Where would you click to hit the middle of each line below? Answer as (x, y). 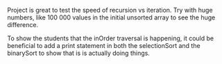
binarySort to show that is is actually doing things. (79, 53)
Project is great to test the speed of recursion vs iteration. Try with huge (110, 10)
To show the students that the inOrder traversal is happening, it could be (110, 38)
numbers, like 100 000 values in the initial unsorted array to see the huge (111, 17)
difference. (23, 25)
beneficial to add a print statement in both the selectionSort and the (104, 46)
